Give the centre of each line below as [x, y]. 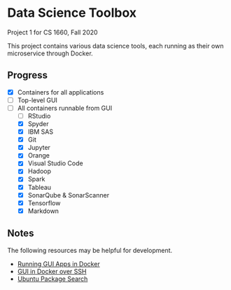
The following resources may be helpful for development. [90, 250]
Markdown [43, 211]
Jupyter [39, 148]
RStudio [39, 116]
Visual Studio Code [55, 163]
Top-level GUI [37, 100]
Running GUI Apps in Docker [58, 263]
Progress [27, 75]
